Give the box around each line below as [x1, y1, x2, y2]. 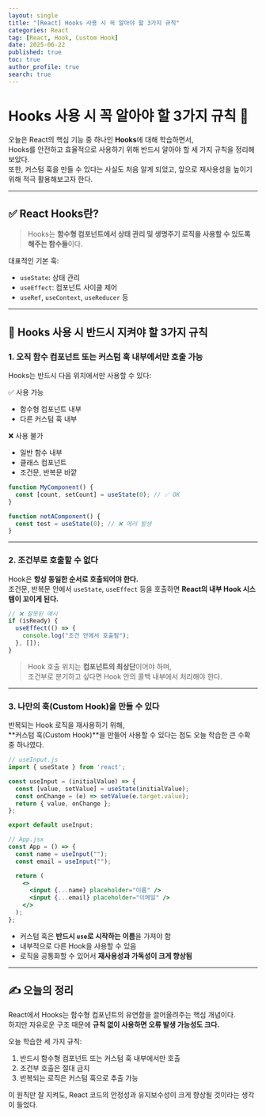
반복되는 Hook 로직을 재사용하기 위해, [8, 721, 125, 730]
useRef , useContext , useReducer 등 [19, 293, 129, 302]
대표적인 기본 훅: [8, 256, 59, 266]
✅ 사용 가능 [8, 388, 44, 397]
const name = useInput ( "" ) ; [15, 850, 108, 858]
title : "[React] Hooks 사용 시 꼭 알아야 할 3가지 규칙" [8, 19, 180, 27]
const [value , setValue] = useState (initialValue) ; [15, 785, 190, 793]
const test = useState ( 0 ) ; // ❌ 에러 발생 [15, 520, 152, 528]
